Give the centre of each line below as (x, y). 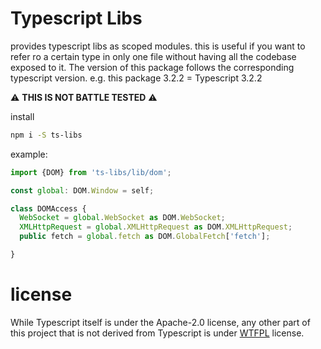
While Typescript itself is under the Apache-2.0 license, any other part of (160, 322)
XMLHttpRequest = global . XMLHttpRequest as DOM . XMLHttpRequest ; (156, 227)
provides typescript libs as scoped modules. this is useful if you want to (158, 46)
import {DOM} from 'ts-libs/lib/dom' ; (91, 172)
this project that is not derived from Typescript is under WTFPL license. (157, 333)
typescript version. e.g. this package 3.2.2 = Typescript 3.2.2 (136, 78)
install (22, 116)
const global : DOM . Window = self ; (82, 190)
